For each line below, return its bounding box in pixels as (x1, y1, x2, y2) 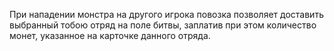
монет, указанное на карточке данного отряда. (9, 30, 211, 41)
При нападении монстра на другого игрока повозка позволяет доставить (9, 9, 324, 20)
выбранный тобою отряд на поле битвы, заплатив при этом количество (9, 19, 317, 31)
